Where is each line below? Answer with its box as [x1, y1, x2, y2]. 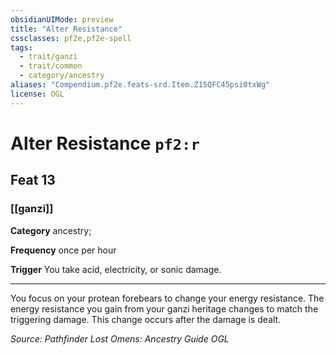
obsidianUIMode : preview [10, 14, 114, 25]
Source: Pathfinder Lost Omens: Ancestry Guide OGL [10, 332, 230, 345]
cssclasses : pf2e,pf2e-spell [10, 33, 132, 43]
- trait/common [19, 61, 83, 71]
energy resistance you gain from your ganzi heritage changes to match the [10, 302, 319, 315]
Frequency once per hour [10, 244, 117, 256]
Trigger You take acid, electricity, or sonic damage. [10, 263, 222, 275]
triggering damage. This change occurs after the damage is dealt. [10, 313, 282, 325]
